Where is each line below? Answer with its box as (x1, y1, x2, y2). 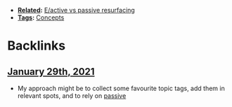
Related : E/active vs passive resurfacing (17, 6, 135, 14)
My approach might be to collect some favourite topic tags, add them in (17, 84, 225, 92)
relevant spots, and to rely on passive (17, 92, 127, 100)
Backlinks (7, 38, 66, 54)
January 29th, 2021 (7, 66, 95, 78)
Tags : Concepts (17, 13, 65, 22)
